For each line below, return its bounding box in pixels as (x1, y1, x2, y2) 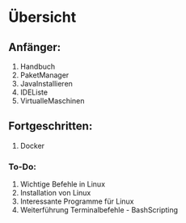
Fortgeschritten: (8, 120, 93, 133)
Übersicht (8, 8, 77, 27)
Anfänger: (8, 40, 61, 54)
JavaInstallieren (19, 79, 73, 88)
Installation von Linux (19, 188, 91, 198)
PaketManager (19, 70, 70, 80)
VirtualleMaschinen (19, 96, 85, 105)
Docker (19, 141, 45, 150)
